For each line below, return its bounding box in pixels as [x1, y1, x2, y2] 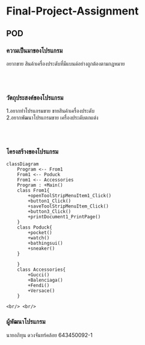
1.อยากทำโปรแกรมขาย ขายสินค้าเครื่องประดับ [6, 107, 95, 115]
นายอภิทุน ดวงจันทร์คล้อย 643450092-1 [6, 331, 93, 338]
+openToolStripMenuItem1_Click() [28, 193, 112, 199]
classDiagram [6, 161, 39, 167]
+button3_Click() [28, 209, 71, 215]
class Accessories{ [17, 267, 66, 273]
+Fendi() [28, 282, 50, 289]
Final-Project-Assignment [6, 4, 139, 18]
